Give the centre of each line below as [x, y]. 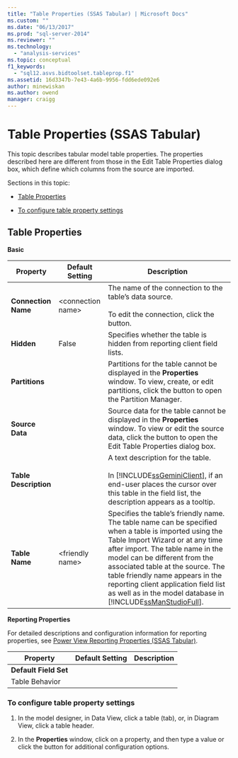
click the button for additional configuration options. [93, 747]
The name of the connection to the [165, 287]
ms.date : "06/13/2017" [41, 27]
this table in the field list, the [155, 493]
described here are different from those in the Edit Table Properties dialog [115, 161]
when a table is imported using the [165, 531]
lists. [116, 352]
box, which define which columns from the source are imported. [101, 169]
